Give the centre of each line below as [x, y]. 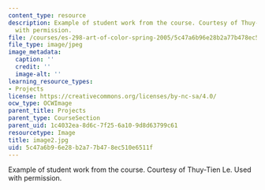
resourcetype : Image [42, 132]
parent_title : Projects [47, 111]
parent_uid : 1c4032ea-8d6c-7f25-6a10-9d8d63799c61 [93, 125]
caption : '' [35, 60]
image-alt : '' [38, 74]
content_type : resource [47, 15]
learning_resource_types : [50, 81]
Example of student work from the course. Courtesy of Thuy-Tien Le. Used [130, 170]
